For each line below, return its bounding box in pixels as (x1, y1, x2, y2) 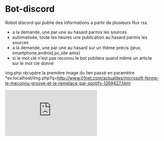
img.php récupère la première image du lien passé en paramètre (5, 70, 135, 75)
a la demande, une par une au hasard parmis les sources (12, 29, 127, 35)
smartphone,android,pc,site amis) (12, 50, 81, 56)
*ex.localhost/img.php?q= (5, 75, 58, 81)
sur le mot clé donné (12, 60, 54, 66)
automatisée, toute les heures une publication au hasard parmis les (12, 34, 148, 40)
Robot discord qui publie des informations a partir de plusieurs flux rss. (5, 20, 148, 25)
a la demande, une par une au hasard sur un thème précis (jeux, (12, 45, 141, 50)
